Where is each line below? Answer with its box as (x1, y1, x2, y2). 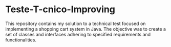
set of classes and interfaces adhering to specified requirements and (5, 31, 151, 37)
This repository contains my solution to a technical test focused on (5, 20, 146, 27)
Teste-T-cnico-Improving (5, 4, 115, 15)
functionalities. (5, 37, 37, 43)
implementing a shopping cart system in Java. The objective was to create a (5, 26, 166, 32)
